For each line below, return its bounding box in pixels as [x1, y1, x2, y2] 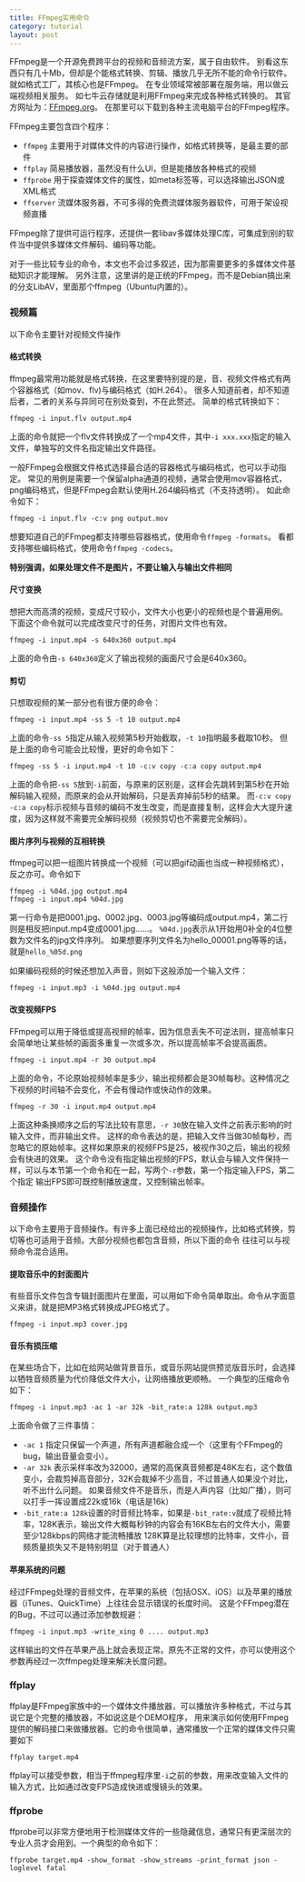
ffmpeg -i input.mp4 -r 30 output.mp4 [9, 1056, 156, 1065]
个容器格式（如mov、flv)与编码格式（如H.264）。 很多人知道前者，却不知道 [9, 384, 290, 395]
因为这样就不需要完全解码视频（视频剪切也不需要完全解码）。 [25, 813, 252, 824]
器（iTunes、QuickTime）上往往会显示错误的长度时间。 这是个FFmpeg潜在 [9, 1597, 290, 1608]
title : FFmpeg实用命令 [9, 13, 90, 23]
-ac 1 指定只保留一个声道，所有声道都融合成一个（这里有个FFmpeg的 [22, 1439, 283, 1450]
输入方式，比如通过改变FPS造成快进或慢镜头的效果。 [9, 1781, 208, 1792]
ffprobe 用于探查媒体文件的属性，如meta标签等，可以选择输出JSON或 [22, 175, 286, 185]
